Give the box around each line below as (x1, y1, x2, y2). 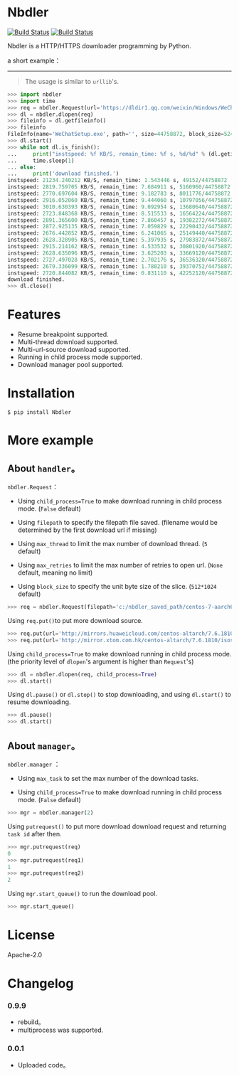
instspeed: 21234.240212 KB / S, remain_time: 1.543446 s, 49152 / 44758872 (7, 177, 228, 184)
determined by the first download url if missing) (17, 526, 158, 534)
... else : (7, 164, 37, 171)
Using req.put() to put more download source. (7, 616, 144, 624)
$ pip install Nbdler (7, 409, 72, 416)
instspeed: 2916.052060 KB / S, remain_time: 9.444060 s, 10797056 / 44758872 (7, 196, 234, 203)
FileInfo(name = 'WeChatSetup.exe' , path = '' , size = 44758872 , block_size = (7, 131, 224, 138)
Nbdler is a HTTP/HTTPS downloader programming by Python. (7, 41, 192, 50)
